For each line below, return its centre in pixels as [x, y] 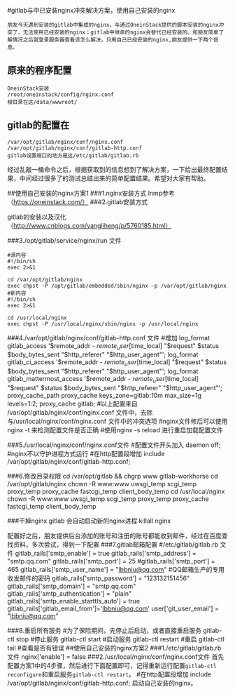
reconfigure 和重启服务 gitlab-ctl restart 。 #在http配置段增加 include [109, 674]
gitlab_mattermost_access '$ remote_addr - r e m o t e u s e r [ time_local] [103, 380]
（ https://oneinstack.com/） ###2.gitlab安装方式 [78, 201]
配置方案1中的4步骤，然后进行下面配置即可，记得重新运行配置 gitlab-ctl [112, 666]
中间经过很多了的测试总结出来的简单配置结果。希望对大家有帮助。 [114, 178]
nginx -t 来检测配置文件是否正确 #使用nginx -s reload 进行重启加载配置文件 [115, 430]
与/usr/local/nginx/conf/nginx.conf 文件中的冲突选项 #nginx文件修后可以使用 [117, 421]
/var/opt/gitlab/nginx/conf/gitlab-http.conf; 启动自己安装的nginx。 [102, 683]
